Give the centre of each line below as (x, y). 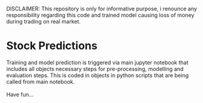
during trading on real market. (43, 21)
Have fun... (20, 94)
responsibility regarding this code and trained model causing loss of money (101, 15)
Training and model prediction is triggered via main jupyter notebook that (98, 62)
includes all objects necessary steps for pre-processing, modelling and (95, 69)
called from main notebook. (41, 81)
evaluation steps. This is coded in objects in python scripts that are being (98, 75)
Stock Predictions (52, 46)
